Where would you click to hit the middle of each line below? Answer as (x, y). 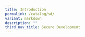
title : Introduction (26, 9)
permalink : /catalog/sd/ (30, 14)
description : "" (21, 23)
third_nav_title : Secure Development (43, 27)
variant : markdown (23, 18)
